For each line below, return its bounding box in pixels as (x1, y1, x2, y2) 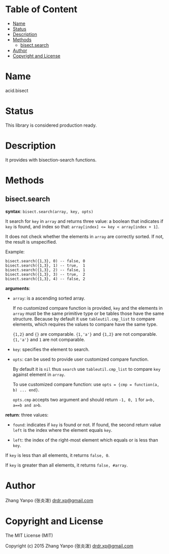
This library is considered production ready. (5, 122, 97, 128)
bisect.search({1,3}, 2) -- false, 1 (5, 267, 86, 273)
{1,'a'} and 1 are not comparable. (12, 336, 86, 342)
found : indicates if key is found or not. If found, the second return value (12, 421, 161, 428)
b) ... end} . (12, 387, 40, 393)
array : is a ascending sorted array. (12, 295, 86, 301)
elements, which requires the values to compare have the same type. (12, 321, 158, 327)
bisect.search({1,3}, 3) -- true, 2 (5, 272, 86, 277)
